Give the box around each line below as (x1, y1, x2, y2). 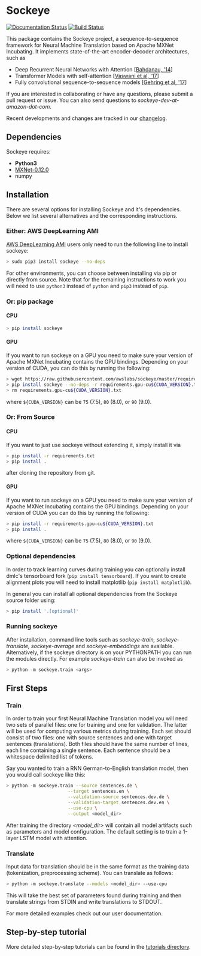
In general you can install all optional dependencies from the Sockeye (6, 590, 178, 597)
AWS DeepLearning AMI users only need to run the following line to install (6, 241, 188, 248)
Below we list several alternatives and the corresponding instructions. (6, 212, 178, 219)
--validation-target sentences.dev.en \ (68, 799, 170, 806)
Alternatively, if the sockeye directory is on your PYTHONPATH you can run (6, 649, 192, 656)
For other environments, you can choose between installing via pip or (6, 269, 177, 277)
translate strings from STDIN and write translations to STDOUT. (6, 898, 162, 905)
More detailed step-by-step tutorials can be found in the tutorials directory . (6, 943, 191, 950)
